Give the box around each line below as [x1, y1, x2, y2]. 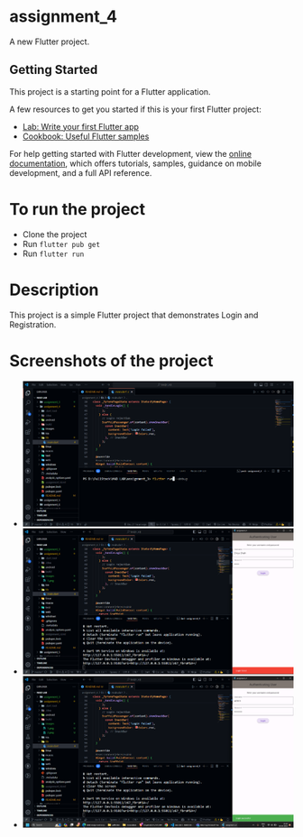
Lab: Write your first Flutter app [22, 121, 140, 132]
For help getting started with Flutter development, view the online [9, 148, 252, 159]
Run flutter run [22, 248, 85, 259]
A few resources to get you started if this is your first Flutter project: [9, 104, 262, 115]
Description [9, 280, 99, 299]
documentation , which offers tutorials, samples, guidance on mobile [9, 158, 262, 169]
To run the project [9, 198, 146, 219]
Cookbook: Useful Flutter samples [22, 131, 150, 142]
